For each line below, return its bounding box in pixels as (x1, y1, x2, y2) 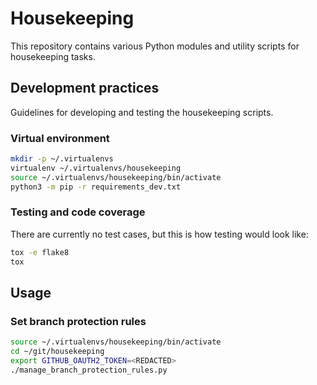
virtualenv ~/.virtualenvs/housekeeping (10, 163, 182, 173)
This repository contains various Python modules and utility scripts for (10, 40, 300, 52)
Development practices (10, 80, 160, 97)
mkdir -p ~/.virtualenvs (10, 154, 114, 164)
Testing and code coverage (10, 205, 146, 219)
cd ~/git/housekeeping (10, 347, 105, 357)
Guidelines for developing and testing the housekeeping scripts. (10, 106, 274, 118)
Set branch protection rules (10, 314, 147, 328)
